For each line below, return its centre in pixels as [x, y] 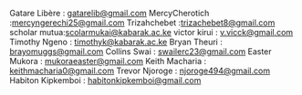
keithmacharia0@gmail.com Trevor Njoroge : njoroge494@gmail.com [140, 71]
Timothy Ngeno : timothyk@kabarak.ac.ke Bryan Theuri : [116, 42]
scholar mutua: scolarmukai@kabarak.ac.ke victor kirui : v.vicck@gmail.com [151, 32]
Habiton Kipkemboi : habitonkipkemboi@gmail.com [105, 80]
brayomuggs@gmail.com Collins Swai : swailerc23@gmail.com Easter [141, 52]
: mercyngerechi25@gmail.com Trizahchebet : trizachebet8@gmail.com [142, 23]
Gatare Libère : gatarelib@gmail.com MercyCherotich [109, 13]
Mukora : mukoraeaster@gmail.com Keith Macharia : [108, 61]
